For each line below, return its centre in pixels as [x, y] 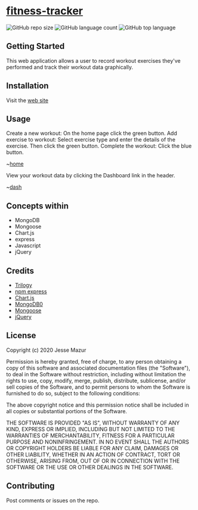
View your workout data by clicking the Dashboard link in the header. [91, 176]
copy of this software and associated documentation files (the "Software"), [98, 368]
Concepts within [37, 206]
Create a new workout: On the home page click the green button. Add [92, 133]
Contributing [30, 486]
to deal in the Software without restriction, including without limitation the [96, 374]
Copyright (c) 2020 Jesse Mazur [46, 350]
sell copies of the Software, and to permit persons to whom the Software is [98, 387]
